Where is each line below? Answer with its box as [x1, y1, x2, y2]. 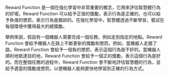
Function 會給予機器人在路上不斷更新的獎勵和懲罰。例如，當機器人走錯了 [5, 40, 157, 46]
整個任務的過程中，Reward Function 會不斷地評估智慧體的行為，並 [22, 59, 161, 65]
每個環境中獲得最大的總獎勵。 [5, 23, 67, 29]
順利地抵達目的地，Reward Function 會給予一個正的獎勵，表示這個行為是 [5, 53, 156, 59]
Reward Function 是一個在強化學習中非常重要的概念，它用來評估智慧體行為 [5, 5, 161, 10]
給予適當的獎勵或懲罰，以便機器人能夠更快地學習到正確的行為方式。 [5, 65, 147, 71]
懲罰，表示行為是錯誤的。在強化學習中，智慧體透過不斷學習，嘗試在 [22, 17, 164, 23]
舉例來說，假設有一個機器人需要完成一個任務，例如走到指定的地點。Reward [5, 34, 162, 40]
